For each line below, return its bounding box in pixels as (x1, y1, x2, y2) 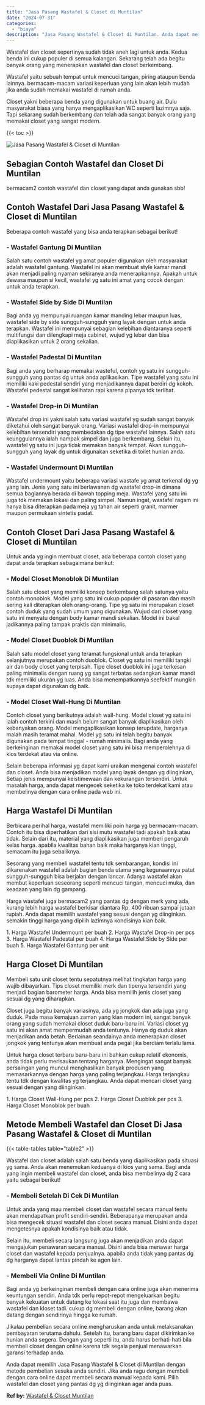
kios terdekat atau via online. (6, 750, 79, 757)
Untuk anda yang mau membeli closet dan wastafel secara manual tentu (6, 1206, 188, 1213)
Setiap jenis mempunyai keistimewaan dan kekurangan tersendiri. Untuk (6, 775, 188, 782)
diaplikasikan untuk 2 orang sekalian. (6, 338, 99, 345)
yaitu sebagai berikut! (6, 1176, 61, 1184)
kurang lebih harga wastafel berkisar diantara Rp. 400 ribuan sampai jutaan (6, 904, 196, 911)
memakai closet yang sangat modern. (6, 117, 101, 125)
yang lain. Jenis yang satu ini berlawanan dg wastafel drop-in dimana (6, 483, 181, 491)
